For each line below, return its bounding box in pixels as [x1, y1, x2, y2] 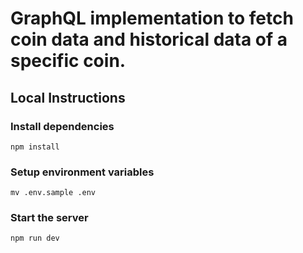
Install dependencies [10, 119, 115, 133]
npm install [10, 142, 60, 152]
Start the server [10, 211, 89, 225]
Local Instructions [10, 89, 126, 106]
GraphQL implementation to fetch [10, 7, 294, 30]
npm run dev [10, 233, 60, 244]
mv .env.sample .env [10, 188, 97, 198]
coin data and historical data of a [10, 28, 288, 51]
